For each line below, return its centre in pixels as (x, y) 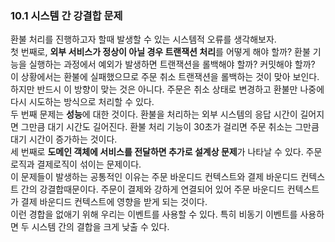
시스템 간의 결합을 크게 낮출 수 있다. (100, 227)
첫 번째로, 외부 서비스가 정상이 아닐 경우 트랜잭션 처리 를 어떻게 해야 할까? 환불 (160, 52)
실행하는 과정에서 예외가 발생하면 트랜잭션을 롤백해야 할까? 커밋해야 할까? (172, 64)
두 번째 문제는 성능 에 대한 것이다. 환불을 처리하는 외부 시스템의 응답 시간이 (154, 114)
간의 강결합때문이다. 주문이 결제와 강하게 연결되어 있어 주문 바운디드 (152, 189)
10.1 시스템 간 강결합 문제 (66, 15)
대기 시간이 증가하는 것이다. (64, 139)
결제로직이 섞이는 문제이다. (89, 164)
